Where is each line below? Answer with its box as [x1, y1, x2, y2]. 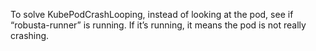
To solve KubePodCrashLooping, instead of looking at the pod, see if [10, 9, 294, 20]
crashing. [10, 30, 50, 41]
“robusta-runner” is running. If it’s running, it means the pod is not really [10, 19, 307, 31]
